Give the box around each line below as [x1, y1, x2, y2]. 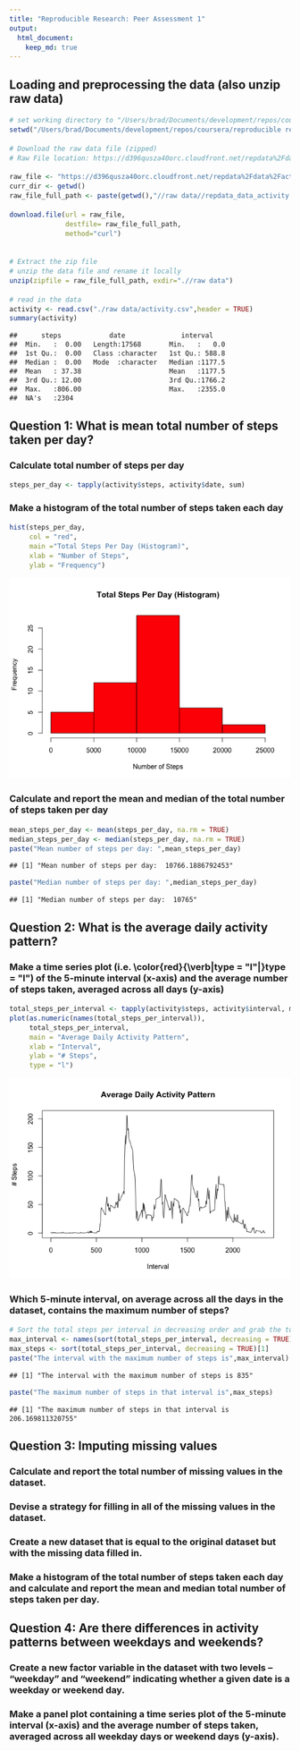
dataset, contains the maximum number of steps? [9, 1305, 229, 1317]
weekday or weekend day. [9, 1684, 125, 1696]
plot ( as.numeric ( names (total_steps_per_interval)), [9, 1014, 205, 1023]
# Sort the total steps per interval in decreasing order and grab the [9, 1325, 281, 1335]
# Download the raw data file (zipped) [9, 144, 158, 153]
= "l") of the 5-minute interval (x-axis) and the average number [9, 972, 288, 984]
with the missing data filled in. [9, 1546, 143, 1559]
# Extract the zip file [9, 258, 98, 267]
